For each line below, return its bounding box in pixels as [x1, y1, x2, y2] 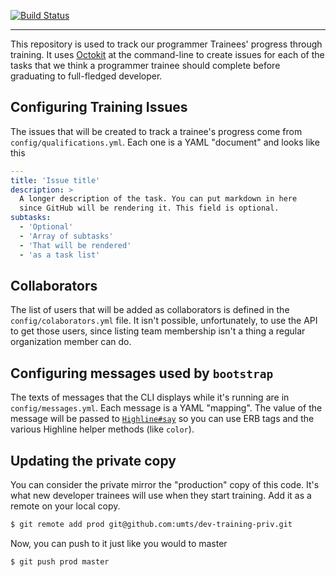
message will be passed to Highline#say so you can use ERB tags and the [10, 413, 315, 425]
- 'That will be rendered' [19, 240, 132, 250]
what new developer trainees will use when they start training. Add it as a [10, 490, 312, 501]
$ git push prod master [10, 556, 110, 567]
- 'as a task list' [19, 250, 101, 260]
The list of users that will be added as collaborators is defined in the [10, 304, 290, 316]
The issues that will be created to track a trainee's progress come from [10, 125, 303, 137]
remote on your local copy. [10, 500, 121, 512]
